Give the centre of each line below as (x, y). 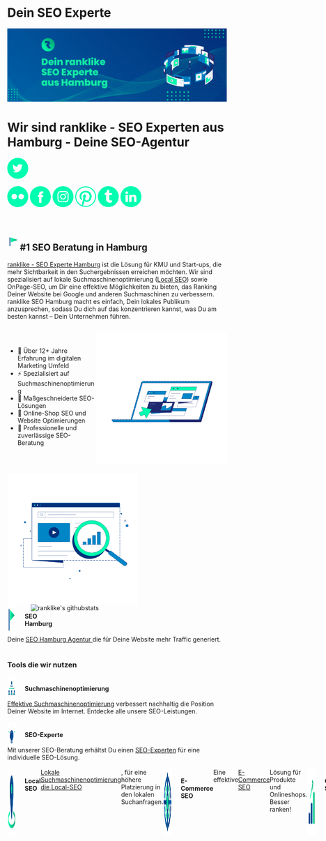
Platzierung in (141, 787)
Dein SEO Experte (59, 13)
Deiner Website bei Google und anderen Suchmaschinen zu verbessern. (111, 294)
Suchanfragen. (142, 802)
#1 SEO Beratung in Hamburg (84, 248)
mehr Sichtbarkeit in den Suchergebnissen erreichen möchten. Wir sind (110, 272)
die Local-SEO (61, 787)
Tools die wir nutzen (42, 665)
